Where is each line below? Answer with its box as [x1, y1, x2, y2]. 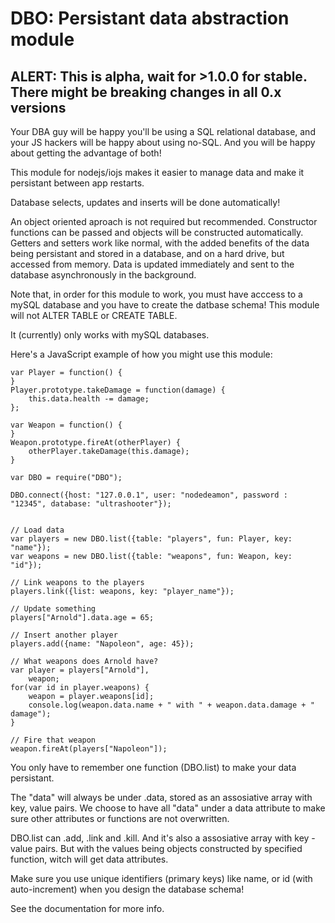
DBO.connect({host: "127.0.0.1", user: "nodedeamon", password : [10, 490, 288, 500]
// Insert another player [10, 630, 118, 640]
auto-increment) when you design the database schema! [10, 883, 245, 895]
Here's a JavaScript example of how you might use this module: [10, 348, 273, 360]
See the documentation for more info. [10, 903, 165, 914]
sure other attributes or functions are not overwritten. [10, 813, 230, 824]
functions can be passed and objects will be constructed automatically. [10, 227, 304, 238]
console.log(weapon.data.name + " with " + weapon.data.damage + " [28, 700, 315, 710]
